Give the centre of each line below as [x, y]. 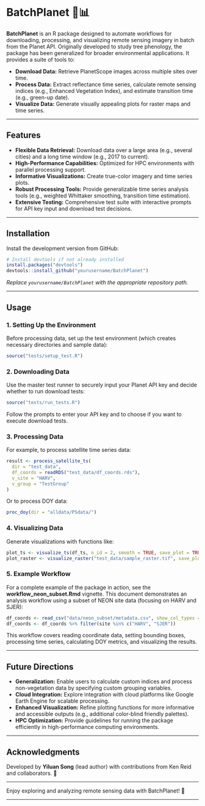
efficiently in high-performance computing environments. [87, 727]
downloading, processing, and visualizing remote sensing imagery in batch [100, 40]
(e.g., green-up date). [42, 97]
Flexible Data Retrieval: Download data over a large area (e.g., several [104, 150]
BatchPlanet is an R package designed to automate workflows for [89, 33]
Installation [28, 234]
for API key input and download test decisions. [74, 209]
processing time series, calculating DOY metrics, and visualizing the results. [102, 642]
